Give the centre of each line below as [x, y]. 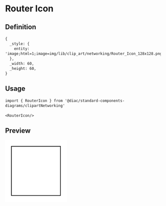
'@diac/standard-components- [95, 101]
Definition [21, 27]
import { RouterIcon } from [34, 101]
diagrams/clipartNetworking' [35, 105]
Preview [18, 131]
